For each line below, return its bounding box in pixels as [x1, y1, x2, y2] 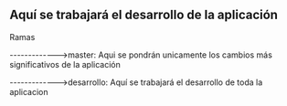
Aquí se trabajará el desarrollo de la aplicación [9, 7, 279, 23]
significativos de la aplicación [9, 58, 122, 69]
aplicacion [9, 86, 48, 97]
